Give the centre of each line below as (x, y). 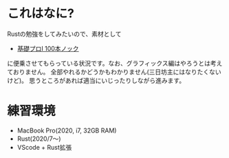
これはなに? (41, 13)
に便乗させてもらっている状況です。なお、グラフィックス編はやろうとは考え (115, 63)
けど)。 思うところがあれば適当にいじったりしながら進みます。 (96, 80)
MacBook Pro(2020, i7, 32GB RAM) (67, 130)
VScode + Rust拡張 (44, 147)
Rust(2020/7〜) (39, 139)
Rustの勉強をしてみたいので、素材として (64, 34)
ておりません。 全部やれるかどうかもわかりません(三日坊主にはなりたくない (114, 72)
